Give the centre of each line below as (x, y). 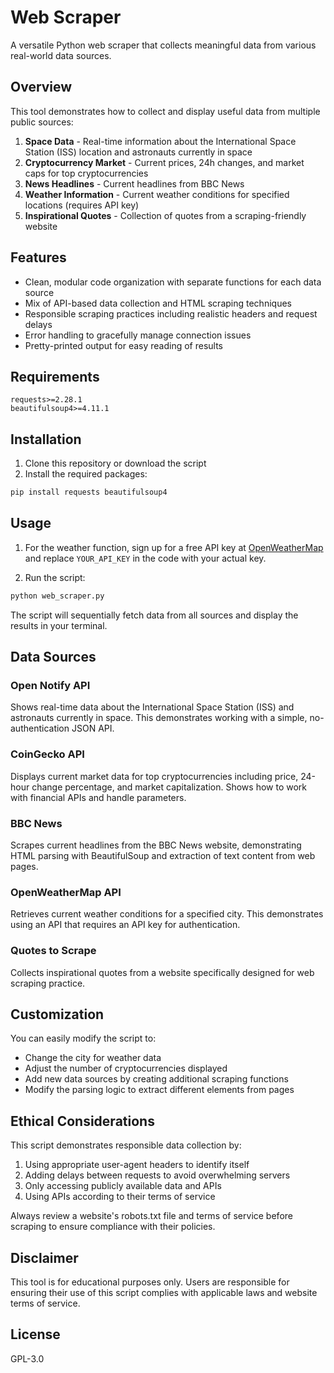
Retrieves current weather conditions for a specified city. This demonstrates (167, 914)
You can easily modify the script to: (83, 1038)
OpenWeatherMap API (66, 892)
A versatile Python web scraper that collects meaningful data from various (163, 45)
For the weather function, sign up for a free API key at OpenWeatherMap (174, 547)
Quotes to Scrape (53, 951)
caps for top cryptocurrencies (86, 173)
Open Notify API (50, 686)
